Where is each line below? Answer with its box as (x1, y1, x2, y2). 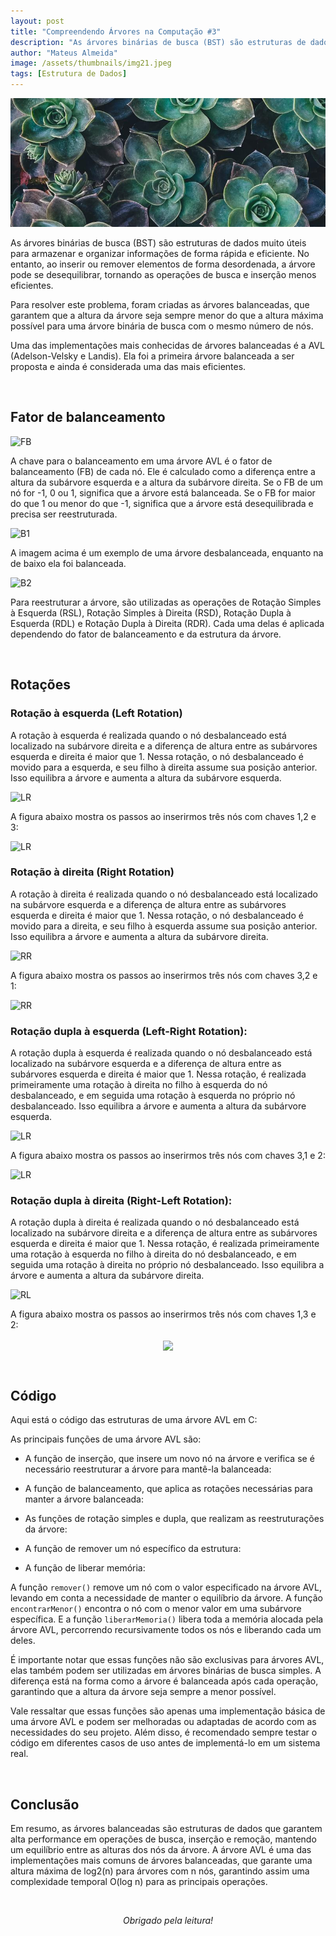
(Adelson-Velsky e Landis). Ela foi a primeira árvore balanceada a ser (10, 350, 295, 362)
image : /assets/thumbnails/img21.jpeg (10, 58, 172, 69)
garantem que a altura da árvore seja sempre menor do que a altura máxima (10, 310, 324, 321)
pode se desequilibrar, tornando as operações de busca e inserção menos (10, 269, 317, 280)
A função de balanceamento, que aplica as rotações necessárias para (24, 1483, 313, 1495)
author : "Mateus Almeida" (10, 48, 118, 58)
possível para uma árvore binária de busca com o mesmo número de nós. (10, 320, 314, 332)
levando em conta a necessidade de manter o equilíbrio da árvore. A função (10, 1592, 323, 1604)
